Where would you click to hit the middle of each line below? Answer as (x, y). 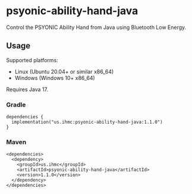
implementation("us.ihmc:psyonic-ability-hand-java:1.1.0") (87, 122)
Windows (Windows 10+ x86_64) (55, 77)
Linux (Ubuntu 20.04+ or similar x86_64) (64, 72)
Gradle (16, 105)
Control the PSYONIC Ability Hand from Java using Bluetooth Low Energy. (96, 27)
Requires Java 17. (27, 89)
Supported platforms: (32, 60)
